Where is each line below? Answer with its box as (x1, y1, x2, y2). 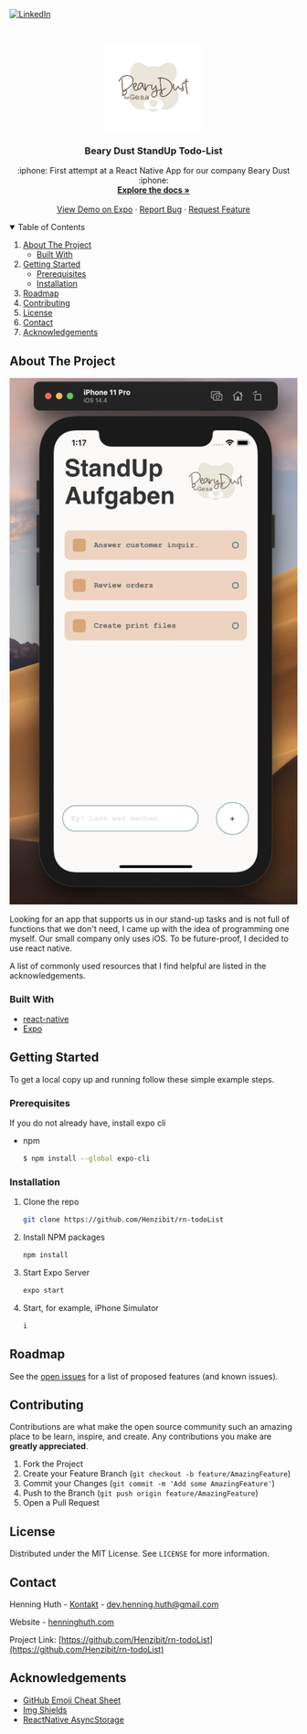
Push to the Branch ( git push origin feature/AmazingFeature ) (22, 1487, 259, 1498)
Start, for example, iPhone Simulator (22, 1302, 160, 1313)
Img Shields (22, 1704, 68, 1715)
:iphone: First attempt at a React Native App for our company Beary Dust (16, 165, 291, 176)
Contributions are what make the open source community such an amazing (9, 1422, 292, 1433)
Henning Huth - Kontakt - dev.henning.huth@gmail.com (9, 1599, 219, 1610)
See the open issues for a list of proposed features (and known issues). (9, 1370, 279, 1381)
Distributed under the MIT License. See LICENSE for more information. (9, 1549, 270, 1560)
